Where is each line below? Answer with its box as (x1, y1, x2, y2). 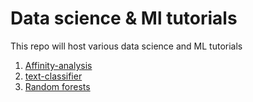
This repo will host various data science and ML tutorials (10, 40, 243, 52)
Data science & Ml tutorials (10, 7, 238, 30)
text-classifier (24, 70, 83, 82)
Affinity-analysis (24, 59, 93, 71)
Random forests (24, 80, 91, 92)
